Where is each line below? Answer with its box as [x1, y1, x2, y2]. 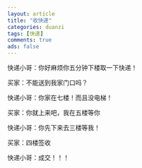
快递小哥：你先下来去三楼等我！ [7, 124, 100, 131]
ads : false [7, 43, 40, 50]
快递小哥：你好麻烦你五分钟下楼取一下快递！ [7, 64, 138, 71]
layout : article [7, 10, 55, 18]
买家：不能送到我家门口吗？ [7, 78, 88, 87]
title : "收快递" [7, 17, 52, 24]
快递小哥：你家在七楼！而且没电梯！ [7, 93, 113, 102]
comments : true [7, 37, 52, 44]
